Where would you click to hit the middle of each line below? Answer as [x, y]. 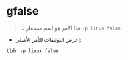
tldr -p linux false [33, 51]
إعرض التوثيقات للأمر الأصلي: [48, 39]
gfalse [23, 11]
